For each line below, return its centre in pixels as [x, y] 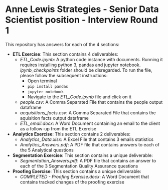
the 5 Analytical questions [47, 150]
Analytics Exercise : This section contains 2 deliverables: [71, 134]
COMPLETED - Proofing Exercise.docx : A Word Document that [85, 176]
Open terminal [42, 81]
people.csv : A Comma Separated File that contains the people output [91, 102]
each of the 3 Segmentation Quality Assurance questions [79, 166]
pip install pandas [48, 86]
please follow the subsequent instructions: [64, 75]
